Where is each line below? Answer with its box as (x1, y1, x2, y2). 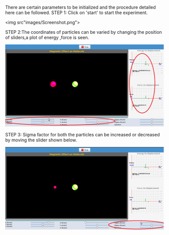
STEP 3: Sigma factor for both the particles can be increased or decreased (5, 132, 160, 138)
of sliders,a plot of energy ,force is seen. (5, 35, 90, 40)
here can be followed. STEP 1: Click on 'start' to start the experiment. (5, 10, 148, 16)
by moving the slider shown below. (5, 137, 77, 143)
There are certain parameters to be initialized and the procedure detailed (5, 5, 156, 10)
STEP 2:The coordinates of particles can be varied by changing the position (5, 29, 162, 35)
